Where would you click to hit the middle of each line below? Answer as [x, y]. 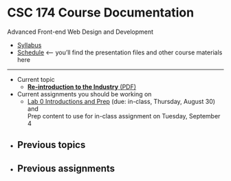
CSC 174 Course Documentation [101, 13]
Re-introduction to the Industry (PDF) [81, 87]
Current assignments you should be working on [84, 94]
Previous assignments [66, 168]
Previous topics [51, 145]
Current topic [36, 79]
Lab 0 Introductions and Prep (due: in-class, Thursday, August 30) [121, 101]
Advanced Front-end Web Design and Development [80, 32]
